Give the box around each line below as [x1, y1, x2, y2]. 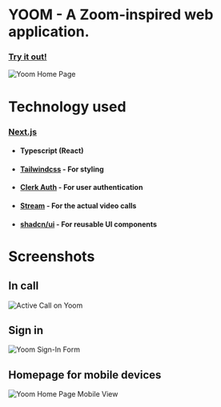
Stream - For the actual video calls [19, 200, 137, 210]
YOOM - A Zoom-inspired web [8, 6, 214, 24]
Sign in [8, 323, 44, 337]
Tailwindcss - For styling [19, 164, 104, 174]
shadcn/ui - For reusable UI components [19, 219, 158, 229]
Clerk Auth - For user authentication [19, 183, 143, 192]
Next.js [8, 126, 38, 137]
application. [8, 22, 90, 41]
